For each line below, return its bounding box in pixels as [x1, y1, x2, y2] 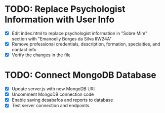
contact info [11, 47, 37, 53]
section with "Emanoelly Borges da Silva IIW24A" [11, 36, 112, 41]
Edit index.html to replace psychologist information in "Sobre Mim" [11, 30, 148, 36]
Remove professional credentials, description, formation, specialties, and [11, 41, 161, 47]
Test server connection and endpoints [11, 103, 89, 109]
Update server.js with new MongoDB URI [11, 86, 95, 92]
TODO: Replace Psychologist [4, 3, 125, 15]
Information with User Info [4, 14, 115, 25]
